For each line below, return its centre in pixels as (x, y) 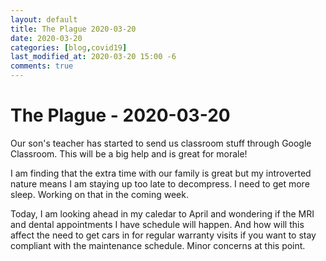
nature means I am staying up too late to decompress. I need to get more (160, 183)
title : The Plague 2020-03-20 (73, 29)
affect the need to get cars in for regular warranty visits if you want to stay (163, 235)
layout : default (44, 19)
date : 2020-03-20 (46, 38)
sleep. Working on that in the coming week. (99, 194)
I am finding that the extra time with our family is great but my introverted (161, 173)
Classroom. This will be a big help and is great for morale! (129, 153)
